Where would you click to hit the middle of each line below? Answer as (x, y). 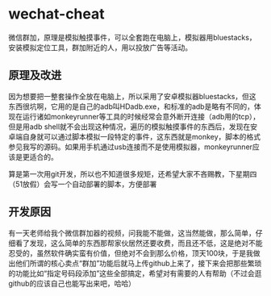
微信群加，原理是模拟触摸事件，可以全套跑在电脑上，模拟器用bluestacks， (132, 37)
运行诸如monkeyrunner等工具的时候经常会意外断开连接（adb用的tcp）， (141, 116)
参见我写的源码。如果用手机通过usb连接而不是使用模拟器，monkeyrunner (130, 147)
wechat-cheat (56, 14)
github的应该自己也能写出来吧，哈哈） (72, 283)
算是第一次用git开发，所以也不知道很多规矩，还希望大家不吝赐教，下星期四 (133, 173)
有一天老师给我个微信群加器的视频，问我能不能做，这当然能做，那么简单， (132, 233)
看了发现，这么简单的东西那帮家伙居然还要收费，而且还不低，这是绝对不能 (139, 243)
